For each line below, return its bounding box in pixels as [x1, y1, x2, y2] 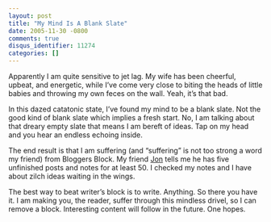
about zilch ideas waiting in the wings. [8, 171, 135, 181]
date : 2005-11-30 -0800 [8, 27, 89, 35]
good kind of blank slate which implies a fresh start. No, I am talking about [8, 113, 255, 122]
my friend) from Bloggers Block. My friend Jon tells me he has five [8, 154, 230, 164]
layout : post [8, 11, 52, 20]
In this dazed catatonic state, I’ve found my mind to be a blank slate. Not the [8, 104, 261, 114]
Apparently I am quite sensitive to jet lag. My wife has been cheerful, [8, 72, 236, 81]
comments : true [8, 34, 60, 43]
